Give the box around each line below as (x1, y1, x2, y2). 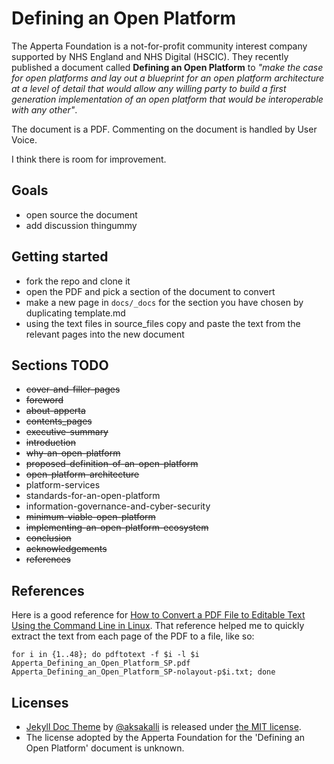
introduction (25, 437, 76, 449)
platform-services (25, 479, 101, 491)
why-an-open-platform (25, 447, 121, 459)
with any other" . (11, 103, 78, 116)
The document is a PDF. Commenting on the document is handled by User (11, 123, 318, 135)
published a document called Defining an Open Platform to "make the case (11, 61, 324, 73)
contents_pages (25, 415, 93, 427)
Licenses (11, 694, 69, 711)
